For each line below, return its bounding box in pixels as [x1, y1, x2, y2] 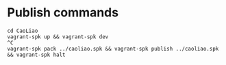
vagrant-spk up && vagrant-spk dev [7, 33, 109, 40]
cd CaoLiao [7, 27, 38, 34]
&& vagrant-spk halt [7, 51, 66, 58]
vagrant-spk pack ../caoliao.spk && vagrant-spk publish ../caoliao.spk [7, 45, 219, 52]
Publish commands [7, 5, 118, 21]
